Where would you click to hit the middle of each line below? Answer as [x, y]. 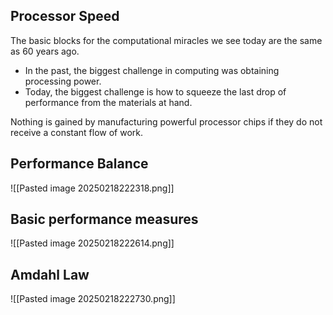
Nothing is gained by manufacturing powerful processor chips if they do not [166, 121]
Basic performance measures [104, 219]
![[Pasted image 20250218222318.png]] [92, 188]
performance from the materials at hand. [108, 102]
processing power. [63, 81]
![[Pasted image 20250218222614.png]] [92, 243]
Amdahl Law [50, 274]
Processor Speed [65, 16]
